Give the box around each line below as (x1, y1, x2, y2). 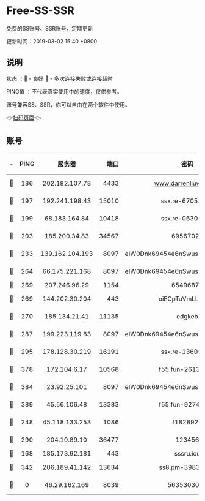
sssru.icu (174, 449, 201, 458)
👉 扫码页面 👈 (6, 114, 41, 121)
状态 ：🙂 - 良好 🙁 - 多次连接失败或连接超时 (6, 75, 113, 82)
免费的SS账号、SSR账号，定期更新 (6, 24, 93, 32)
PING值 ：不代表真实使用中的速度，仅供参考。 (6, 88, 123, 95)
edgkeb (176, 312, 198, 320)
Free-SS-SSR (6, 4, 74, 18)
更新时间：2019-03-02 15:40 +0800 (6, 37, 98, 45)
